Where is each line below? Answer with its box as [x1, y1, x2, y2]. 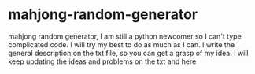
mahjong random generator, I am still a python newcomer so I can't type [8, 31, 242, 41]
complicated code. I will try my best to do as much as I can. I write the [8, 39, 235, 49]
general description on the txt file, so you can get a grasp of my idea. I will [8, 48, 249, 57]
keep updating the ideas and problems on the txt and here [8, 57, 197, 66]
